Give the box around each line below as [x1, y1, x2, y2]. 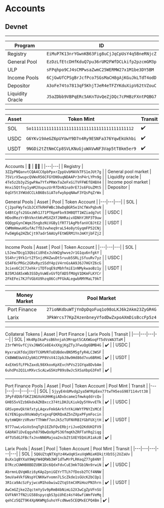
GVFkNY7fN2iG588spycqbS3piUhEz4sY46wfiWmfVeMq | [5, 492, 104, 497]
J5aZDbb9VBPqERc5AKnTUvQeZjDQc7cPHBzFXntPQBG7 [46, 94, 157, 99]
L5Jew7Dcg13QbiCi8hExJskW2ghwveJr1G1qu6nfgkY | [5, 249, 102, 255]
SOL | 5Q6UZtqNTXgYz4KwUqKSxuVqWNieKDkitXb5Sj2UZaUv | [21, 451, 133, 457]
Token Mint [67, 116, 95, 122]
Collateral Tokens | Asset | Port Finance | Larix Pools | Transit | [5, 331, 131, 337]
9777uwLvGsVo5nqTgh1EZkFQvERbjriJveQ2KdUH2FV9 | [5, 424, 104, 429]
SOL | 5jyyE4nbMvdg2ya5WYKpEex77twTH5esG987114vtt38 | [40, 388, 151, 394]
